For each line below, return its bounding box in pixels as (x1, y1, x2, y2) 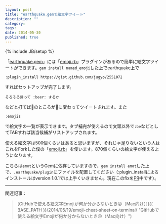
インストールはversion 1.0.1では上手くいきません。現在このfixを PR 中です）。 (5, 175, 159, 181)
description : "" (5, 16, 39, 21)
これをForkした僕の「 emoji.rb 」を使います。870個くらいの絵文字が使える (5, 146, 155, 152)
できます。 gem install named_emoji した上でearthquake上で (18, 65, 140, 71)
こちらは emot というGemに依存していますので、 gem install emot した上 (5, 163, 150, 169)
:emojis (5, 114, 21, 119)
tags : (5, 26, 16, 31)
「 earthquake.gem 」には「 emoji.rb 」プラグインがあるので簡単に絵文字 (5, 58, 151, 64)
